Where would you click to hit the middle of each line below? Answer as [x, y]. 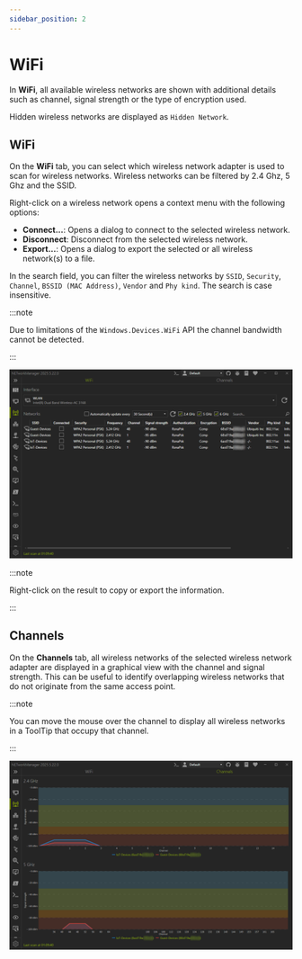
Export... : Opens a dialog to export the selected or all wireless [138, 249]
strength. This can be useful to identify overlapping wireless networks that [147, 677]
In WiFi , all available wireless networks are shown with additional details [143, 89]
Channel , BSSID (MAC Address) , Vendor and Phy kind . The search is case [141, 286]
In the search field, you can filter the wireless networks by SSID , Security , [145, 276]
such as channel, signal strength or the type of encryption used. [128, 99]
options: [25, 212]
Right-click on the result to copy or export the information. [117, 590]
